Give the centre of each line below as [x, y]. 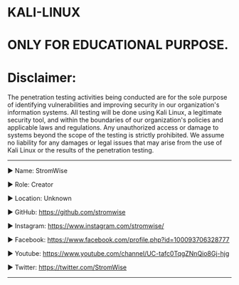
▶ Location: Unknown [40, 198]
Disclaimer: [42, 77]
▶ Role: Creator [31, 185]
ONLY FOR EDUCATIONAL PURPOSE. [118, 45]
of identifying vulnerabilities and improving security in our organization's [113, 105]
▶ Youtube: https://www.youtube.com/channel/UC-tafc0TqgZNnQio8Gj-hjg [118, 254]
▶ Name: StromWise [37, 171]
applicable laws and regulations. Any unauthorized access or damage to [113, 128]
